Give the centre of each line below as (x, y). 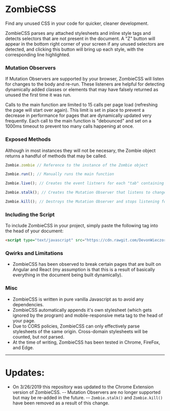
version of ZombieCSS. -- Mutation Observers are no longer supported (87, 392)
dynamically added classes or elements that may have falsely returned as (82, 90)
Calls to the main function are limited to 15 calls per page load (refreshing (81, 105)
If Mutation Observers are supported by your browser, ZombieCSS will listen (85, 79)
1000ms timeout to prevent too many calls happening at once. (70, 126)
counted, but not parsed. (38, 337)
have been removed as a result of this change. (61, 403)
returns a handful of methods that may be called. (56, 156)
